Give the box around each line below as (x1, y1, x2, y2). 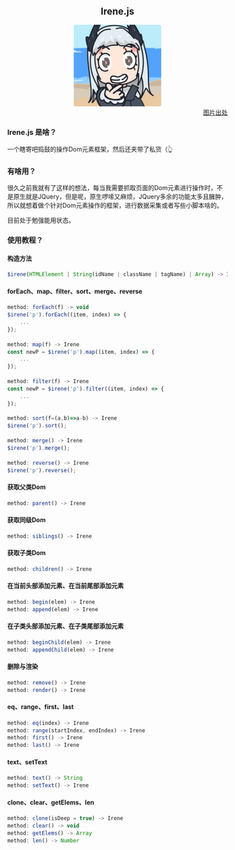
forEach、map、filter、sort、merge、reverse (7, 287, 143, 295)
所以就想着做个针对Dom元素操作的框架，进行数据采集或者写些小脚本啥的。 (7, 201, 223, 210)
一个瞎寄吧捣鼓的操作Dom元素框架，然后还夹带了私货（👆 (7, 145, 173, 153)
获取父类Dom (7, 482, 46, 491)
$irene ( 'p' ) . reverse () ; (7, 467, 77, 474)
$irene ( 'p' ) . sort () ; (7, 423, 68, 430)
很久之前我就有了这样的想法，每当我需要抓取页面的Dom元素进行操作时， (7, 184, 217, 192)
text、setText (7, 757, 48, 766)
